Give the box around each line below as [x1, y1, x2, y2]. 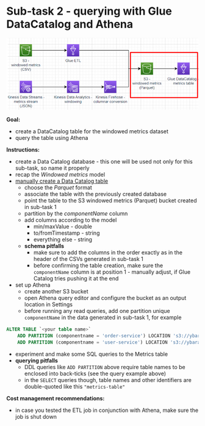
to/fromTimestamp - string [33, 229, 100, 237]
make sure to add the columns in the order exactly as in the [33, 249, 183, 256]
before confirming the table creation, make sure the [33, 262, 164, 270]
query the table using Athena [15, 134, 88, 142]
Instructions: [6, 146, 40, 153]
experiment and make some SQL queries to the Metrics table [15, 350, 168, 358]
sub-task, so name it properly [15, 164, 90, 172]
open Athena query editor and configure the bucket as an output [24, 295, 187, 302]
